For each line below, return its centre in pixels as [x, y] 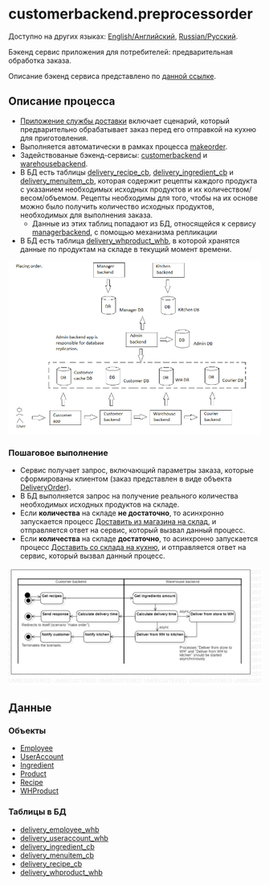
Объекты [27, 731]
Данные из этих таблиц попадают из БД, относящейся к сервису [144, 223]
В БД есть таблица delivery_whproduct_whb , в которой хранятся [130, 240]
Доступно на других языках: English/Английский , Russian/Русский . [123, 36]
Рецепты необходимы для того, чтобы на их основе [169, 197]
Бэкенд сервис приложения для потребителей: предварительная [121, 52]
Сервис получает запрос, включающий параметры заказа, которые [137, 470]
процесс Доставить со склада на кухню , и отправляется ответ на [133, 548]
